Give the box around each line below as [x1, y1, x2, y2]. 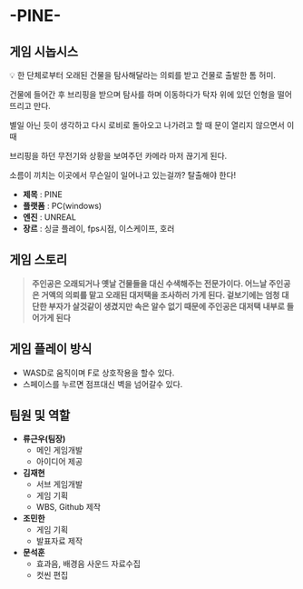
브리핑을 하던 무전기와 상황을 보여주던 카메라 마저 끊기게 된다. [9, 151, 228, 161]
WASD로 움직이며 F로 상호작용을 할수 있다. [22, 367, 175, 378]
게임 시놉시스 [9, 44, 79, 59]
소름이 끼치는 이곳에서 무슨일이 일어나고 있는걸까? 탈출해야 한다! [9, 170, 237, 180]
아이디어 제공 [35, 456, 83, 467]
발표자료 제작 [35, 535, 83, 546]
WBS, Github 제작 [35, 502, 102, 513]
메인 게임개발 [35, 444, 83, 455]
